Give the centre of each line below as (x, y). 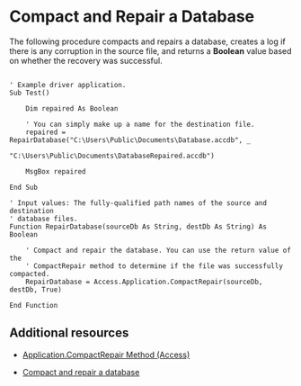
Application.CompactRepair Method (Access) (106, 355)
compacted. (30, 274)
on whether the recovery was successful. (86, 60)
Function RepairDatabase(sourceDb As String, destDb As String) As (138, 227)
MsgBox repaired (56, 171)
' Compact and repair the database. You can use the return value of (159, 250)
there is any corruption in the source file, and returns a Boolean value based (150, 50)
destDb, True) (36, 290)
